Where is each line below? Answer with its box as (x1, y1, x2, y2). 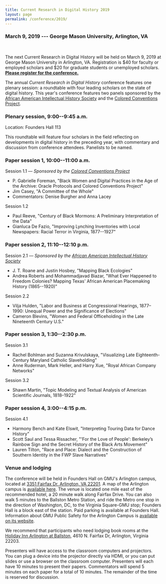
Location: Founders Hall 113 (5, 124, 61, 130)
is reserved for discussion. (5, 574, 59, 580)
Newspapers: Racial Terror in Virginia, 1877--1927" (12, 229, 116, 235)
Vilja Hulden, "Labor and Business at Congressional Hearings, (12, 302, 139, 308)
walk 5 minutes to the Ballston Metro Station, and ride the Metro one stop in (5, 497, 160, 503)
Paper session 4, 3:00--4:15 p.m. (5, 404, 87, 411)
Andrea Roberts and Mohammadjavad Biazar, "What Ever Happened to (12, 273, 157, 279)
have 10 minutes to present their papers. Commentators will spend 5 (5, 564, 145, 570)
